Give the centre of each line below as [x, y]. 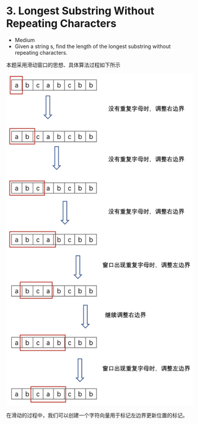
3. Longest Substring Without [80, 11]
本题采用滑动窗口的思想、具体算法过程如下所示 [63, 65]
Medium [25, 40]
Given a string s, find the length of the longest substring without [92, 46]
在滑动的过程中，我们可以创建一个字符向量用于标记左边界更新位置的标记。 [97, 415]
